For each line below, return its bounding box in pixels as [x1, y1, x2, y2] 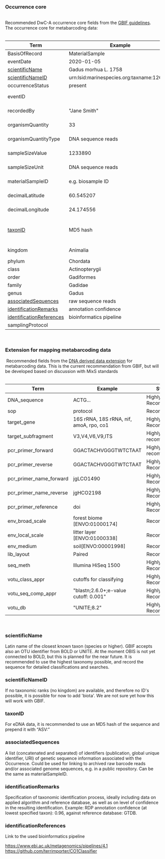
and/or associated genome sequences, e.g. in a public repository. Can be [5, 766, 154, 772]
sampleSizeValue [7, 150, 47, 157]
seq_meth [7, 562, 30, 569]
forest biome [73, 515, 103, 521]
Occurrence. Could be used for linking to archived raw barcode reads [5, 760, 146, 766]
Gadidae [68, 282, 88, 288]
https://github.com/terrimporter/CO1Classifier [5, 848, 97, 854]
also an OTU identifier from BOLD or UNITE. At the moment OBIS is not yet [5, 648, 156, 654]
